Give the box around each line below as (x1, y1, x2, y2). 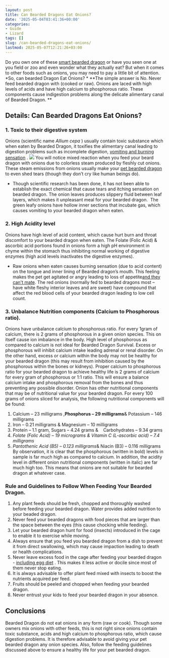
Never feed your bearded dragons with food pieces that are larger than (12, 517, 160, 523)
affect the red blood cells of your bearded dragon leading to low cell (12, 290, 154, 296)
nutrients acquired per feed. (12, 575, 71, 582)
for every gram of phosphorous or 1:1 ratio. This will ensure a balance (5, 374, 149, 380)
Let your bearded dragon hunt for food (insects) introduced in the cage (12, 527, 160, 533)
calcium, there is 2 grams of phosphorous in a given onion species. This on (5, 331, 161, 337)
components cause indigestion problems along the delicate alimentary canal (5, 91, 164, 97)
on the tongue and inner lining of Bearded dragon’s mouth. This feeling (12, 268, 160, 274)
